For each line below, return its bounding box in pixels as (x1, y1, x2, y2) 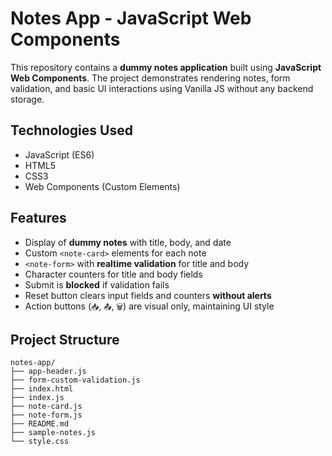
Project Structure (10, 331, 120, 348)
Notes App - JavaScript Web (10, 7, 252, 30)
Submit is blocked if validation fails (24, 278, 170, 291)
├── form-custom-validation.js (10, 375, 141, 386)
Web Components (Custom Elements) (24, 180, 181, 192)
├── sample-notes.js (10, 428, 97, 438)
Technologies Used (10, 122, 133, 139)
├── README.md (10, 419, 70, 429)
